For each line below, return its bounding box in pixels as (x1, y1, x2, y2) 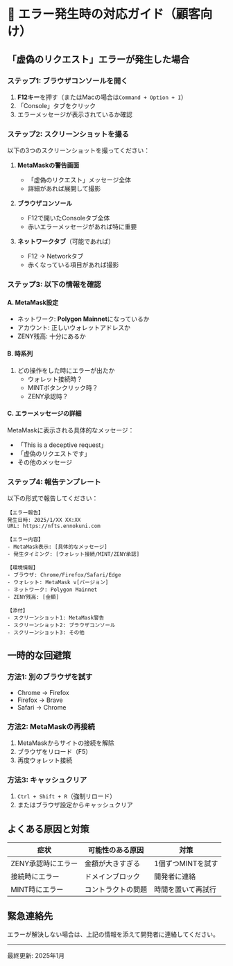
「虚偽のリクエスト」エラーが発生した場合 (7, 53, 189, 65)
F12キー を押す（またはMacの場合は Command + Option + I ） (17, 93, 187, 101)
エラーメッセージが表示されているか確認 (17, 110, 133, 118)
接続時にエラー (10, 872, 60, 881)
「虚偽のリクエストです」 (17, 449, 91, 457)
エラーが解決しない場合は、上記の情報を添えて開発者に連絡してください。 (7, 930, 220, 938)
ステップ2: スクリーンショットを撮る (7, 129, 130, 139)
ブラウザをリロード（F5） (17, 747, 92, 755)
